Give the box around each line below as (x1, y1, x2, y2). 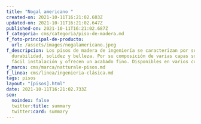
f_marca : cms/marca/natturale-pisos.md (6, 64, 106, 70)
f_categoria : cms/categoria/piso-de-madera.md (6, 31, 124, 37)
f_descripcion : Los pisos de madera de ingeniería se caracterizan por (6, 48, 188, 54)
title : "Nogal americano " (6, 8, 74, 15)
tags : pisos (6, 75, 36, 81)
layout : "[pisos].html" (6, 81, 66, 87)
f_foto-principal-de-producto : (6, 36, 84, 42)
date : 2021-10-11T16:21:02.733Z (6, 86, 87, 92)
